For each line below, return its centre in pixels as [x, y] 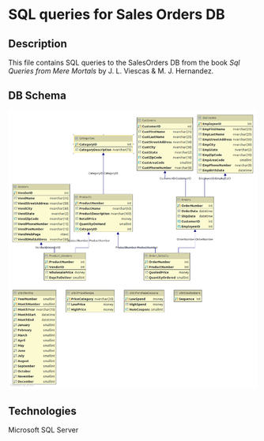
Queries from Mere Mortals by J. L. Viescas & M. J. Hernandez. [111, 71]
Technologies [43, 411]
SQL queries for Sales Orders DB [117, 15]
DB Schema [38, 96]
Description [38, 44]
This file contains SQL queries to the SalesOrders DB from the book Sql [124, 62]
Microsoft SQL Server [43, 430]
